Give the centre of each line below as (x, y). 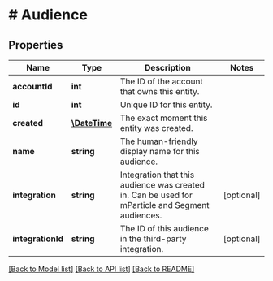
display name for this (160, 151)
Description (168, 68)
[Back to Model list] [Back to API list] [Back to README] (102, 269)
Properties (36, 45)
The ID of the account (161, 81)
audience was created (162, 185)
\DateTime (91, 123)
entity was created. (156, 128)
